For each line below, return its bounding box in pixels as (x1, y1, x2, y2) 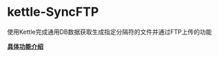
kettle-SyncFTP (7, 4, 99, 20)
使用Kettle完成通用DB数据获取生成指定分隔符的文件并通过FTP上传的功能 (7, 27, 212, 36)
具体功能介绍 (7, 42, 43, 50)
